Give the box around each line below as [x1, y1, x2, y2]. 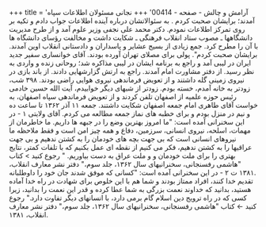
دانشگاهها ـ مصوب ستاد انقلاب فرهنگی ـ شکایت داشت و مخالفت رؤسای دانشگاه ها [9, 33, 253, 42]
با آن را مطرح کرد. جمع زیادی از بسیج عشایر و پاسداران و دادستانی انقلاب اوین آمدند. [9, 41, 259, 51]
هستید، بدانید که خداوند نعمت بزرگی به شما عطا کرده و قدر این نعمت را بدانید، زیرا [9, 185, 252, 194]
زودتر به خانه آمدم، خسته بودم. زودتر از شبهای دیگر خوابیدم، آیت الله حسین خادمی [9, 83, 250, 93]
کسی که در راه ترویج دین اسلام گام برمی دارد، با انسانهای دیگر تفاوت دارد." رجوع [9, 193, 248, 202]
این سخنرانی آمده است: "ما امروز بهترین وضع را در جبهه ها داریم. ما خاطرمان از [9, 117, 245, 126]
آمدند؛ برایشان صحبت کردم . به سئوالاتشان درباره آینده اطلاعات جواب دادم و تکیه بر [9, 16, 256, 25]
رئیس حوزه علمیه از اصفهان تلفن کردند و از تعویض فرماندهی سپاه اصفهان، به [9, 92, 237, 101]
